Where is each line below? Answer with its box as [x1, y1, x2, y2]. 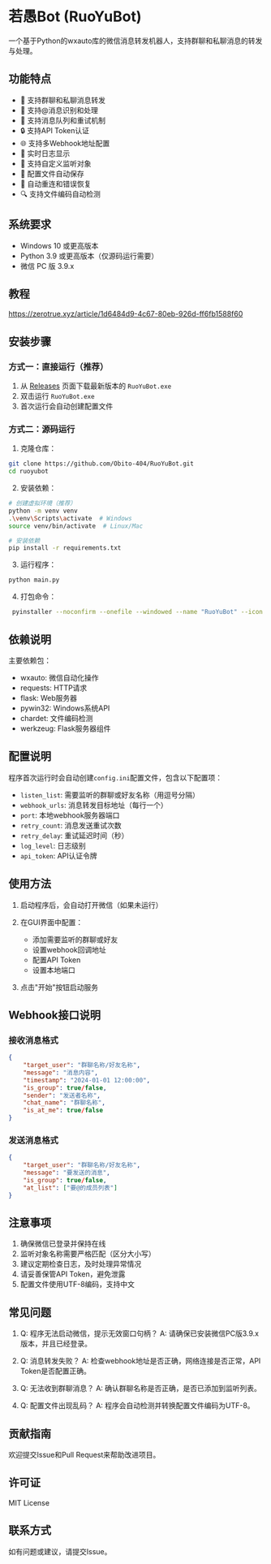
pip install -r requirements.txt [8, 544, 122, 552]
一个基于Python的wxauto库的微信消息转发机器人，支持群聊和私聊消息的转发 [8, 36, 263, 45]
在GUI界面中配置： [19, 917, 84, 927]
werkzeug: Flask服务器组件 [19, 724, 111, 733]
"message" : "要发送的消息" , [23, 1169, 111, 1177]
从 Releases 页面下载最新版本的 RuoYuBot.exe [19, 381, 172, 391]
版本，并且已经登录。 [19, 1339, 92, 1349]
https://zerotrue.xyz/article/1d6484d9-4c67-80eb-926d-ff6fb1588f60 [8, 309, 243, 319]
